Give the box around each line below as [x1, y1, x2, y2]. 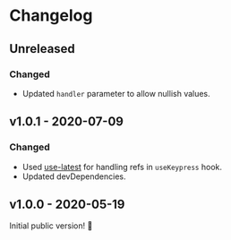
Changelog [9, 5, 93, 26]
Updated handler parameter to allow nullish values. [21, 88, 210, 99]
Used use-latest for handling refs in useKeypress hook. [21, 161, 222, 172]
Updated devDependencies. [21, 171, 126, 182]
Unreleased [9, 41, 76, 56]
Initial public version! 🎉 [9, 220, 93, 231]
